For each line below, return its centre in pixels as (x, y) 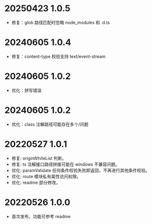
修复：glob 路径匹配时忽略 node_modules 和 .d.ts (61, 22)
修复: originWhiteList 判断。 (39, 158)
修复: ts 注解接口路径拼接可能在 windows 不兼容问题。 (66, 164)
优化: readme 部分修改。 (36, 182)
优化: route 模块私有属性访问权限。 (46, 176)
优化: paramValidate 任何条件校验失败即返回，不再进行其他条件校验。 (81, 170)
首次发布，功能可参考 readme (41, 216)
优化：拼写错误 (26, 90)
